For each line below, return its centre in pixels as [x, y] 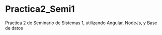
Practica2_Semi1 [40, 9]
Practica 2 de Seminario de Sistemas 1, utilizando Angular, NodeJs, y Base [81, 23]
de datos [14, 28]
